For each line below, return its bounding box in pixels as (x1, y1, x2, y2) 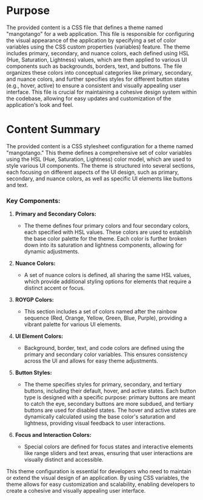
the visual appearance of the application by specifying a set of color (6, 36, 177, 44)
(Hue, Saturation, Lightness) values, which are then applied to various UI (6, 56, 187, 63)
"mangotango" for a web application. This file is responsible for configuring (6, 30, 195, 37)
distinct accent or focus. (24, 284, 85, 292)
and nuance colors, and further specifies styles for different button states (6, 75, 190, 83)
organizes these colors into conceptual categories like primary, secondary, (6, 69, 193, 76)
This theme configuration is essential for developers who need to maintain (6, 468, 192, 475)
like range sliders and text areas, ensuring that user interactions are (24, 450, 193, 457)
